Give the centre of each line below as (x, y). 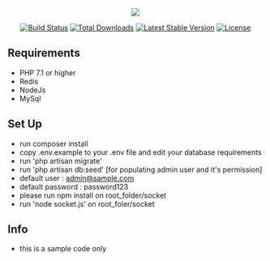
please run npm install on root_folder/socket (93, 195)
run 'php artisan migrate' (60, 160)
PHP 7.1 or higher (47, 72)
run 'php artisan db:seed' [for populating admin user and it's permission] (141, 169)
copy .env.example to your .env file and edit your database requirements (140, 152)
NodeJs (32, 90)
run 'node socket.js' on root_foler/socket (87, 203)
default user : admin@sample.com (77, 178)
